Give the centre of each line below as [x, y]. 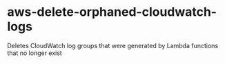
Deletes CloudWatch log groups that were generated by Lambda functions [113, 45]
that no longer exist [35, 53]
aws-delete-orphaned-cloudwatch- [112, 12]
